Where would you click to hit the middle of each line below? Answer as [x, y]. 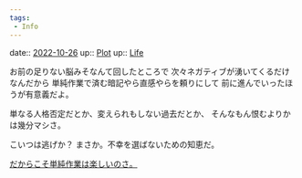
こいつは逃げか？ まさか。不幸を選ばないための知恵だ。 [115, 144]
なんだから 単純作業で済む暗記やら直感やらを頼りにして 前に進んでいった [147, 82]
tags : [20, 18]
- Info [26, 26]
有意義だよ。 [49, 94]
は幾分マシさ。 [37, 125]
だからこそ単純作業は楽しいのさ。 [73, 163]
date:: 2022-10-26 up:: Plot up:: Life [77, 52]
